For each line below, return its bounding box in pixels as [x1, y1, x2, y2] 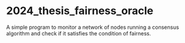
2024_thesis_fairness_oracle [6, 4, 154, 18]
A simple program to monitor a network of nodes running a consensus [6, 24, 180, 31]
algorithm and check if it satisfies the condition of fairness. [6, 29, 151, 37]
